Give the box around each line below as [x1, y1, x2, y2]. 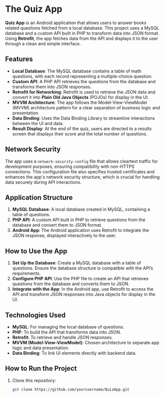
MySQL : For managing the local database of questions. [12, 324, 125, 330]
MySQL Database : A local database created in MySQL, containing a [12, 206, 150, 212]
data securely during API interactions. [5, 179, 82, 185]
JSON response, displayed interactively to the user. [12, 232, 117, 238]
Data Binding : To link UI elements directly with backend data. [12, 350, 137, 356]
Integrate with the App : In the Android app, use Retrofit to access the [12, 286, 154, 292]
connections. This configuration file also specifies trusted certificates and [5, 168, 155, 174]
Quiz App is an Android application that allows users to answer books [5, 20, 147, 26]
